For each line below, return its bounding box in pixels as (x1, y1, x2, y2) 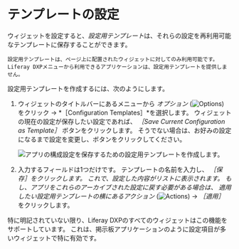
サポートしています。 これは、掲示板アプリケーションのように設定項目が (7, 225, 221, 233)
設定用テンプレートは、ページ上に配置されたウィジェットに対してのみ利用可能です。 (7, 55, 218, 63)
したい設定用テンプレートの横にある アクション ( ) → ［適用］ (17, 191, 225, 200)
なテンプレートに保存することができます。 (7, 40, 132, 48)
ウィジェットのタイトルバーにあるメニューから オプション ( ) (17, 99, 225, 107)
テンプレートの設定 (7, 6, 119, 23)
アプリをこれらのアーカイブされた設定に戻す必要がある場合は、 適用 (30, 183, 231, 191)
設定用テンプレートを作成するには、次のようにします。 (7, 84, 169, 92)
